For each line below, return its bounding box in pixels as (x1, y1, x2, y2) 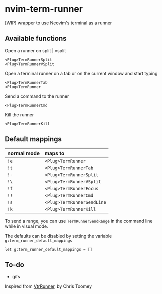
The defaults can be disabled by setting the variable (5, 233, 112, 239)
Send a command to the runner (5, 93, 69, 99)
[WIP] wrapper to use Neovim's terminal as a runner (5, 20, 112, 26)
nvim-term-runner (5, 3, 83, 15)
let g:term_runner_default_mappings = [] (5, 247, 93, 252)
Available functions (5, 34, 67, 43)
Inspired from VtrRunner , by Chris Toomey (5, 283, 92, 289)
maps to (44, 150, 65, 157)
